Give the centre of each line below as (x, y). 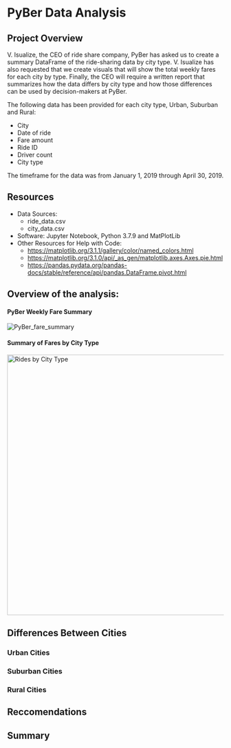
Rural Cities (27, 689)
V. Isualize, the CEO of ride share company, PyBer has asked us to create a (113, 55)
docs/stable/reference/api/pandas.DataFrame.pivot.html (107, 272)
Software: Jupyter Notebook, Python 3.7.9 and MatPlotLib (99, 235)
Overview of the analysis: (63, 294)
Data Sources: (37, 214)
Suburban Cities (35, 671)
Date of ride (34, 133)
